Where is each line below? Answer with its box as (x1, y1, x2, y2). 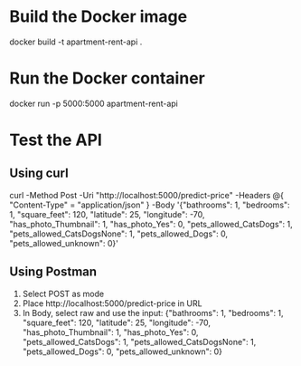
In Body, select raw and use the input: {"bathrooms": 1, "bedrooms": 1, (22, 307, 284, 318)
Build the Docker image (9, 6, 188, 27)
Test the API (9, 130, 102, 150)
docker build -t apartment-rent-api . (9, 36, 143, 47)
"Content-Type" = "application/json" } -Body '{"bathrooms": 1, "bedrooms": (9, 199, 291, 210)
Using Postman (9, 265, 98, 280)
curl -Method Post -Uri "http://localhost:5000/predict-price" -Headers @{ (9, 189, 285, 200)
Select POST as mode (22, 288, 105, 299)
